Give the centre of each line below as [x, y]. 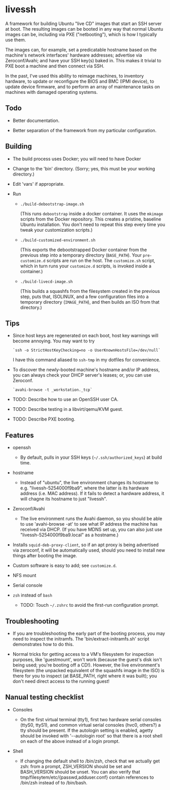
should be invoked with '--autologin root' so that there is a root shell [91, 735]
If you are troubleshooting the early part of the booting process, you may [89, 633]
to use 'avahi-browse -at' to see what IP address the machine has [89, 524]
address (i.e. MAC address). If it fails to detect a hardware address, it [92, 493]
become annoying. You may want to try [54, 341]
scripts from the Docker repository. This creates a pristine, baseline [91, 219]
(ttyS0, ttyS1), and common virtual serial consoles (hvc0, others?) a [90, 725]
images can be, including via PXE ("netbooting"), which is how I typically [81, 34]
